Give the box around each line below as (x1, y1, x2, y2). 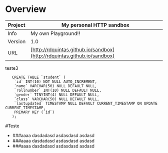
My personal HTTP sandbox (61, 21, 129, 28)
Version (7, 38, 26, 45)
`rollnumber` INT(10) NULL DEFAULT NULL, (14, 88, 101, 93)
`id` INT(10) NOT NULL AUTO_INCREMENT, (14, 79, 97, 84)
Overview (5, 3, 46, 15)
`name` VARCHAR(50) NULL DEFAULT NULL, (14, 83, 97, 88)
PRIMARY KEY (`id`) (14, 110, 55, 115)
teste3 (5, 65, 18, 71)
